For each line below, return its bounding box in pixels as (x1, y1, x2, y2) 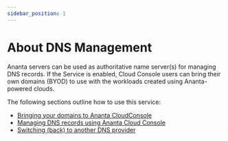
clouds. (33, 84, 55, 93)
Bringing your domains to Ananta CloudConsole (16, 111, 152, 119)
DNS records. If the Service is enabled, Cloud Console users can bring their (7, 69, 221, 78)
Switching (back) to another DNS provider (16, 125, 136, 134)
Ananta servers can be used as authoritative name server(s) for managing (7, 63, 216, 71)
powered (7, 84, 32, 93)
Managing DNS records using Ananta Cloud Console (16, 118, 166, 127)
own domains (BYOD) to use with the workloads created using (7, 77, 183, 85)
